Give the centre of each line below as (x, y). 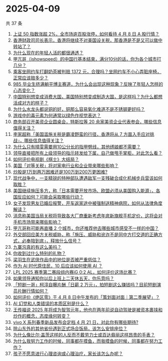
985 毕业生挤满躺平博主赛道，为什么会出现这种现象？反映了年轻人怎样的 (88, 84)
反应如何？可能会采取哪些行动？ (50, 197)
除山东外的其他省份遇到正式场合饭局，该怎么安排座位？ (70, 328)
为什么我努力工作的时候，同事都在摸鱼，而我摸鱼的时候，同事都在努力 (86, 341)
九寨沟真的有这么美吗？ (37, 247)
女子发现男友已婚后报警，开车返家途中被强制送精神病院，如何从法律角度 (88, 203)
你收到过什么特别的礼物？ (39, 253)
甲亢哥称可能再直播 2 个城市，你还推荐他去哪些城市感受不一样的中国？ (86, 228)
